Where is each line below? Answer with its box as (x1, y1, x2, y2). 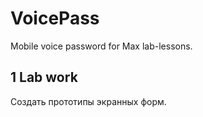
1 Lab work (10, 69, 78, 86)
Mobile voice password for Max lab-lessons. (10, 40, 193, 52)
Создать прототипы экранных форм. (10, 95, 167, 107)
